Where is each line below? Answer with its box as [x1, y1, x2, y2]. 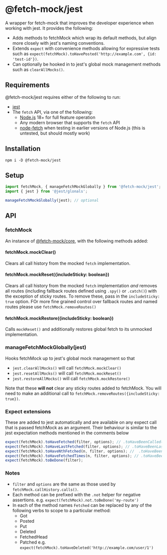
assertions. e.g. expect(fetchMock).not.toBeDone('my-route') [12, 497, 139, 503]
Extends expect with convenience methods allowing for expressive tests [12, 45, 160, 51]
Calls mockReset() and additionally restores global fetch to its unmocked [5, 326, 153, 332]
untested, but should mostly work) [19, 130, 90, 136]
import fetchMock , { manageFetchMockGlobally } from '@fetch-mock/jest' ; [5, 184, 162, 189]
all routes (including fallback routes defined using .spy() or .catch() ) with [5, 288, 157, 294]
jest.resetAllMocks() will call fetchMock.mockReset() [12, 370, 122, 376]
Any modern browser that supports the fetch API [19, 119, 120, 125]
